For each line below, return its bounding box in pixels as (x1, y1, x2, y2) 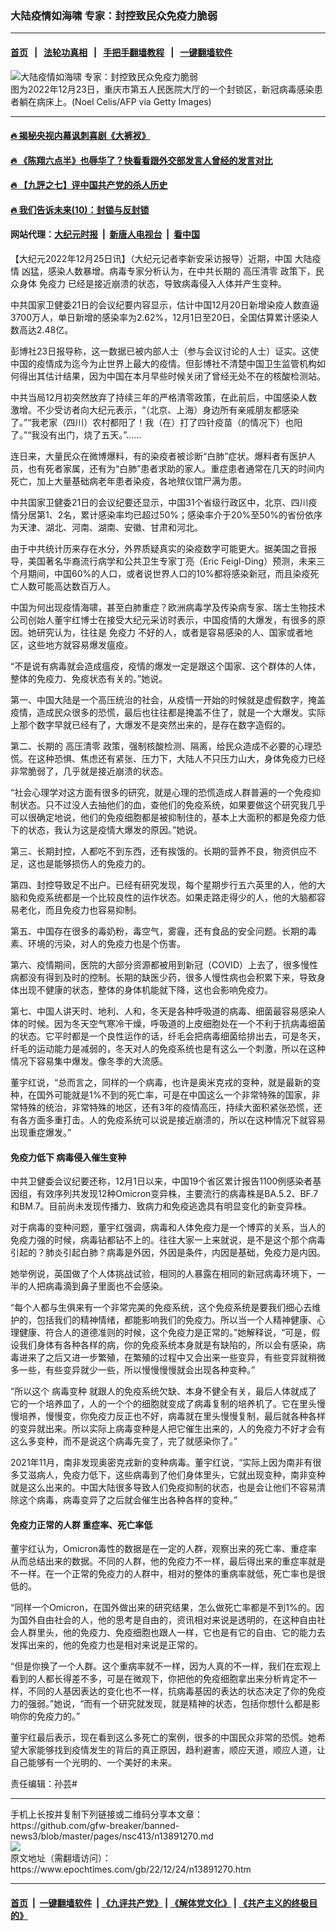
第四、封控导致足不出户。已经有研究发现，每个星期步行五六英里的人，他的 (10, 879, 317, 891)
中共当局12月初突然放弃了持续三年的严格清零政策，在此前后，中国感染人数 (10, 392, 318, 404)
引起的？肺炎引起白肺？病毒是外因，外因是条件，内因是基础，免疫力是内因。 (10, 1247, 326, 1259)
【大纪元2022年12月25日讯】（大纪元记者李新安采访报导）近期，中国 (10, 253, 293, 265)
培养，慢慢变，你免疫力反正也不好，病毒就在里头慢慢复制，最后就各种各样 (18, 1410, 326, 1422)
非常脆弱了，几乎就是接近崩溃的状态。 (10, 765, 168, 777)
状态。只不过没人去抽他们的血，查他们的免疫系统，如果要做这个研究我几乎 (18, 799, 326, 811)
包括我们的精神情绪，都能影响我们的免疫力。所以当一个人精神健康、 (36, 1314, 317, 1326)
